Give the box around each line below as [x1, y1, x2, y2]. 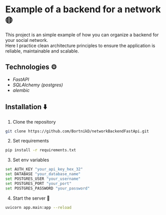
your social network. [5, 37, 48, 43]
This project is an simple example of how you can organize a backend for [5, 32, 159, 38]
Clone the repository [12, 118, 56, 125]
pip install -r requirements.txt [5, 148, 76, 153]
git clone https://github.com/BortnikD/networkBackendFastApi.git [5, 129, 149, 134]
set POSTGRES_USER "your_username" [5, 176, 81, 182]
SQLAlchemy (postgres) [12, 82, 63, 88]
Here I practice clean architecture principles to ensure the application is [5, 42, 155, 49]
